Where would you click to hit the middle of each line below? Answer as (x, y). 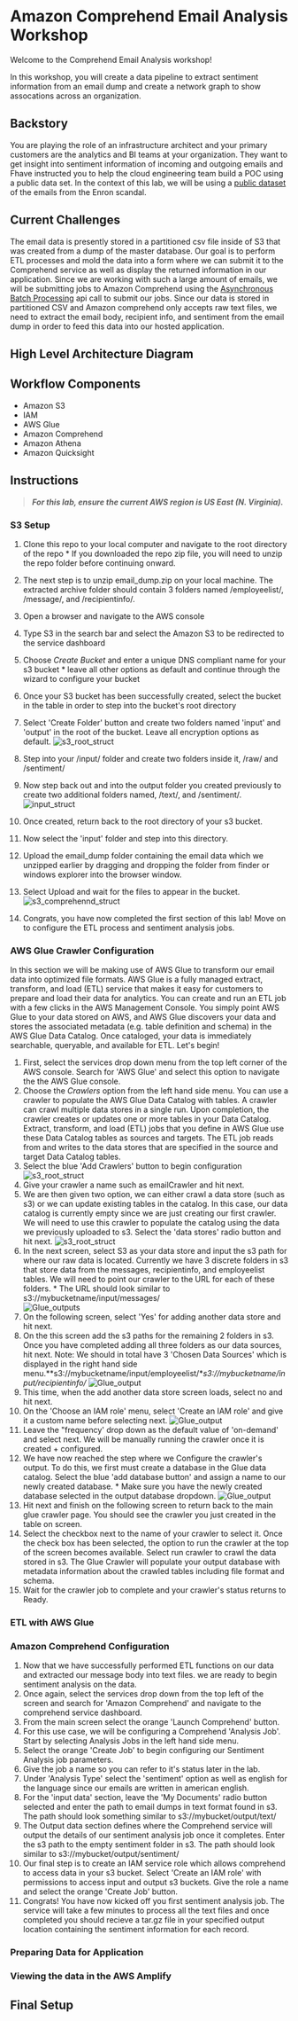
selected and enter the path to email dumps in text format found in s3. (150, 1807)
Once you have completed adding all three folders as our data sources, (152, 1345)
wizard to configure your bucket (81, 678)
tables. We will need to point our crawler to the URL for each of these (149, 1280)
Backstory (39, 124)
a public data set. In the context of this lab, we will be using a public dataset (148, 183)
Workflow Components (75, 384)
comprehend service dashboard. (82, 1712)
